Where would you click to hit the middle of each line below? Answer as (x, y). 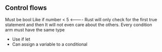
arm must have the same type (35, 30)
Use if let (21, 39)
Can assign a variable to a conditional (50, 44)
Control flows (26, 8)
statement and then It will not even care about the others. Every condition (79, 25)
